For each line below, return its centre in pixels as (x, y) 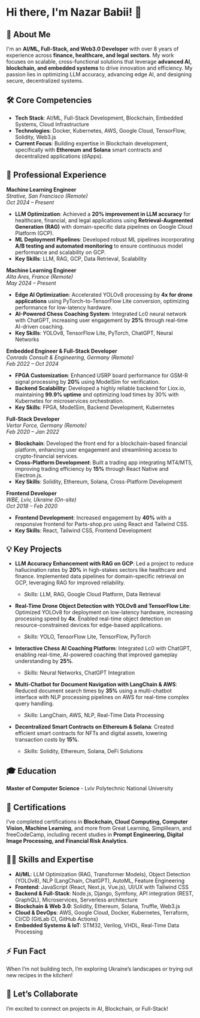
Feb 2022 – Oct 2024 (32, 363)
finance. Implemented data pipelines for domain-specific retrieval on (99, 577)
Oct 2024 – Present (30, 202)
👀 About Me (28, 35)
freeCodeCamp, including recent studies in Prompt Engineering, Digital (95, 835)
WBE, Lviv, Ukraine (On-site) (41, 499)
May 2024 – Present (31, 283)
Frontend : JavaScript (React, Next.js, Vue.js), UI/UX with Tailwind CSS (101, 887)
